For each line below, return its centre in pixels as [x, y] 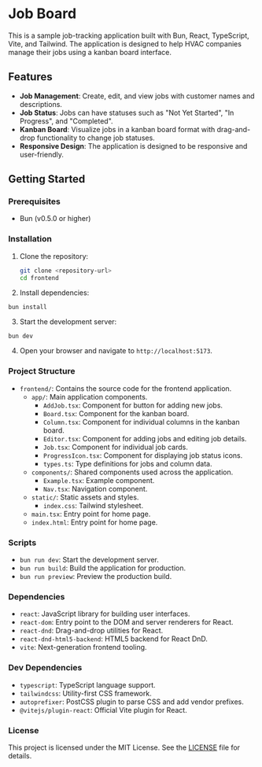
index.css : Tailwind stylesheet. [93, 505]
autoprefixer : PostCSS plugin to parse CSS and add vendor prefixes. [131, 702]
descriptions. [41, 104]
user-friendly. [42, 154]
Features [30, 77]
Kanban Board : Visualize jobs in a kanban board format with [117, 129]
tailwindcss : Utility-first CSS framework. [85, 693]
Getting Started [47, 179]
